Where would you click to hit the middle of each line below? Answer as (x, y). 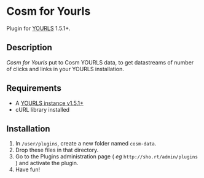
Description (29, 48)
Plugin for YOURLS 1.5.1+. (38, 28)
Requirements (34, 88)
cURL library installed (42, 109)
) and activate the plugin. (47, 163)
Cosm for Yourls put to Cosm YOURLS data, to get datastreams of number (100, 62)
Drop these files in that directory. (57, 150)
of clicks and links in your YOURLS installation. (65, 69)
